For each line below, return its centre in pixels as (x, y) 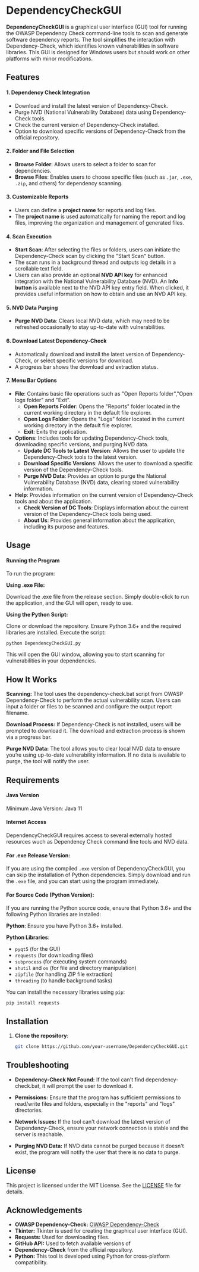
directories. (29, 1110)
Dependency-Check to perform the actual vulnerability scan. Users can (94, 700)
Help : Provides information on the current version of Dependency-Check (104, 495)
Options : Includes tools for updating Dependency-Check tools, (92, 438)
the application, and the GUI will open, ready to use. (70, 603)
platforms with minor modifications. (50, 58)
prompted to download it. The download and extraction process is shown (96, 731)
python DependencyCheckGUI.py (44, 643)
